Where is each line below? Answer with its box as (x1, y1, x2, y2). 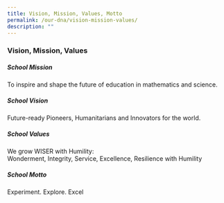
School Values (7, 130, 50, 138)
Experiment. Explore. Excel (7, 188, 84, 196)
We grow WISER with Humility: (7, 147, 94, 156)
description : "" (7, 23, 54, 30)
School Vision (7, 96, 49, 105)
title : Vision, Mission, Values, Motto (7, 10, 123, 17)
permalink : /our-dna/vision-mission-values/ (7, 17, 138, 24)
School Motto (7, 170, 47, 179)
